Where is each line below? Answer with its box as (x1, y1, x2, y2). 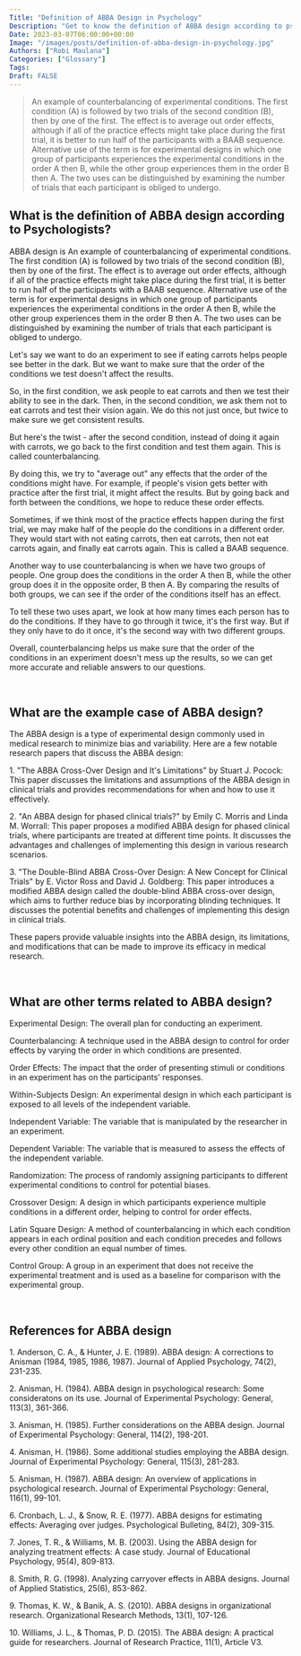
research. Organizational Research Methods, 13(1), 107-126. (9, 1610, 228, 1620)
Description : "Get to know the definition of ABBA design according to (9, 22, 282, 31)
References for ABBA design (9, 1323, 172, 1338)
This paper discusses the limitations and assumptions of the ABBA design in (9, 775, 290, 785)
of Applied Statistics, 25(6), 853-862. (9, 1583, 148, 1593)
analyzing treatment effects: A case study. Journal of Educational (9, 1546, 251, 1557)
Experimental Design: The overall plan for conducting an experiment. (9, 1018, 263, 1029)
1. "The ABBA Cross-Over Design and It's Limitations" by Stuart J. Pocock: (9, 765, 284, 776)
